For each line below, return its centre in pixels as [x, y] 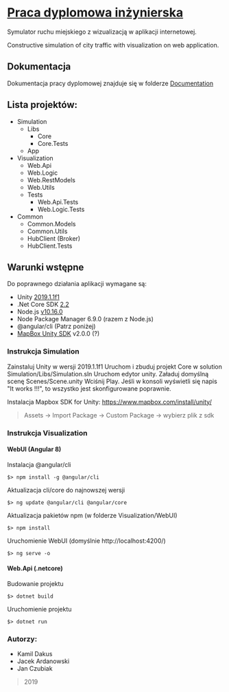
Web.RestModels [51, 180]
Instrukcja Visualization [47, 433]
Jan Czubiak [35, 669]
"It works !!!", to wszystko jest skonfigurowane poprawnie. [89, 388]
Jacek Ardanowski [43, 661]
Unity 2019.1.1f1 [38, 297]
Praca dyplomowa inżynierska [95, 13]
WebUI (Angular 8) [34, 449]
